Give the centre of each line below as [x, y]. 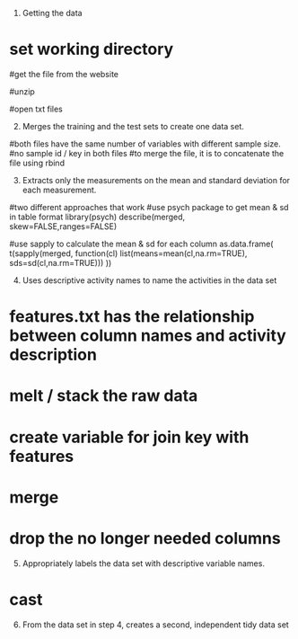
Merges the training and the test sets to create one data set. [133, 126]
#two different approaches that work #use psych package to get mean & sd [149, 207]
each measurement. [59, 190]
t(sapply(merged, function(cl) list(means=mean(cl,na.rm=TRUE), [128, 253]
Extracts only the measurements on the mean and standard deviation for [156, 180]
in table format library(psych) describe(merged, [97, 217]
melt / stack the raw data [104, 396]
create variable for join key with [129, 437]
